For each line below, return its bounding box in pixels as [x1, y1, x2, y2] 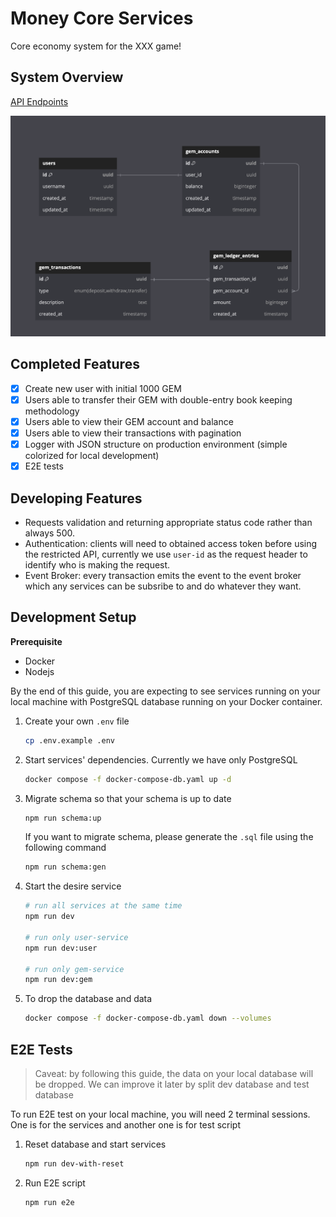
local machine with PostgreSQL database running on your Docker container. [10, 695, 323, 707]
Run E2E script [24, 1177, 86, 1189]
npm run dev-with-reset [24, 1158, 125, 1169]
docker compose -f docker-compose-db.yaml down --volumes [24, 1013, 272, 1024]
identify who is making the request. [24, 558, 171, 571]
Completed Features [10, 356, 140, 373]
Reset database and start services [24, 1138, 167, 1150]
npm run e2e [24, 1197, 75, 1207]
